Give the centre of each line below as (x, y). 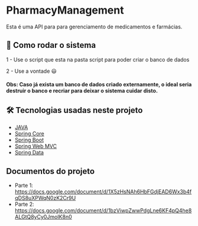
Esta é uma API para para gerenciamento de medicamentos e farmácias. (94, 27)
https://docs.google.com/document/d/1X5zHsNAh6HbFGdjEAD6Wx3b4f (103, 191)
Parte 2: (24, 204)
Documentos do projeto (51, 171)
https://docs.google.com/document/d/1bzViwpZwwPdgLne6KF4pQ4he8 (103, 210)
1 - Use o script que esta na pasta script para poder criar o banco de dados (98, 59)
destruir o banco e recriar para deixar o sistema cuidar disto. (82, 91)
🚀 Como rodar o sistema (51, 45)
